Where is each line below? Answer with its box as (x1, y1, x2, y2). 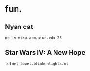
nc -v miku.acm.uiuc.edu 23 (5, 35, 62, 40)
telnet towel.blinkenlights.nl (5, 61, 69, 66)
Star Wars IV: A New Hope (5, 48, 86, 57)
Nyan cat (5, 23, 33, 31)
